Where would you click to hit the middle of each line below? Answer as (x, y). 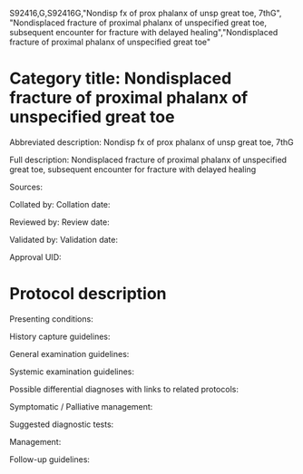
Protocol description (88, 294)
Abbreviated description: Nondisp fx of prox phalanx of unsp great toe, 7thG (151, 142)
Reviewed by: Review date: (60, 222)
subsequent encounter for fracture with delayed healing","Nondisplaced (144, 32)
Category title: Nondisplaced (121, 78)
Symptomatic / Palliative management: (81, 406)
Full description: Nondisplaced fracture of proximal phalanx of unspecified (148, 160)
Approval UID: (35, 256)
